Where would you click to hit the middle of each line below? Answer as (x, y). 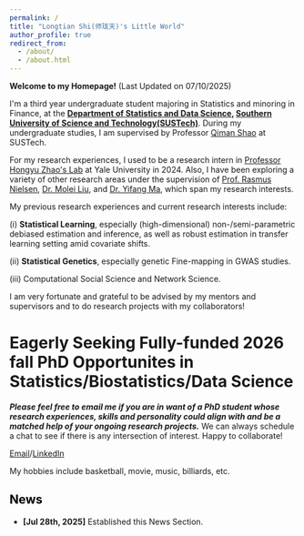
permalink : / (34, 18)
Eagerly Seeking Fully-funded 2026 (147, 343)
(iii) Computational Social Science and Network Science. (115, 279)
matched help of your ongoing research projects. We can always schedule (152, 426)
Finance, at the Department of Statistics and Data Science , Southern (141, 113)
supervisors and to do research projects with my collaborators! (127, 306)
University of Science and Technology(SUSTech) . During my (126, 123)
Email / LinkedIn (37, 453)
